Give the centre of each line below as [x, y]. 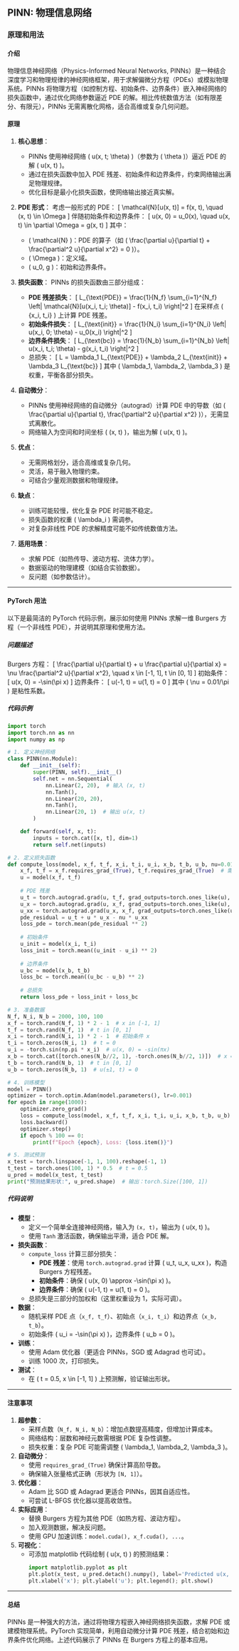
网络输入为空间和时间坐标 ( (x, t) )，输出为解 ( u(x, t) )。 [110, 432]
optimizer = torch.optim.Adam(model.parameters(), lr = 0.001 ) [100, 1096]
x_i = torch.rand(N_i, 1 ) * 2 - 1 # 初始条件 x [79, 1036]
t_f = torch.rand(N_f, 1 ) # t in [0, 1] [70, 1030]
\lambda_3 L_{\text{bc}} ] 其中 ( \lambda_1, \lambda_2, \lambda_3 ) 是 [129, 365]
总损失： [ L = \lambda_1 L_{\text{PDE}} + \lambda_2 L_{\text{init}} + [128, 357]
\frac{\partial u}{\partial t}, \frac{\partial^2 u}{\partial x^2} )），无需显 [129, 414]
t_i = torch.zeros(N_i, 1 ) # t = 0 [62, 1043]
